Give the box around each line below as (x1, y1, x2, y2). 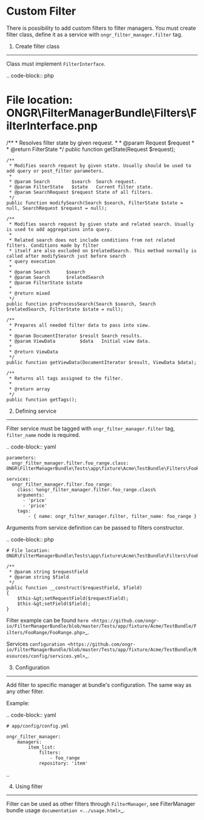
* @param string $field (8, 574, 69, 580)
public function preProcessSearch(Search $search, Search (6, 301, 156, 307)
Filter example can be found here (6, 616, 89, 624)
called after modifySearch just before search (6, 253, 126, 259)
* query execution (8, 258, 56, 264)
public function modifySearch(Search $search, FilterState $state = (6, 199, 183, 206)
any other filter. (6, 687, 44, 695)
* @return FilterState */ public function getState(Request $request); (6, 145, 175, 153)
